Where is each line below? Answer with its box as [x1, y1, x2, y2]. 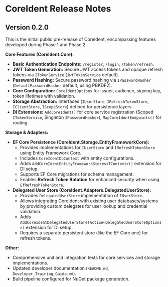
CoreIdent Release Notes [5, 3, 111, 15]
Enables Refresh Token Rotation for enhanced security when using [20, 177, 159, 182]
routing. [12, 120, 29, 125]
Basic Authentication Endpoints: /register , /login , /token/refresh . [12, 61, 154, 67]
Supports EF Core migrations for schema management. [20, 171, 134, 177]
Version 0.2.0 [5, 23, 49, 32]
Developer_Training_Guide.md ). [12, 270, 77, 276]
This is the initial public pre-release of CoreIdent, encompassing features [5, 36, 156, 42]
